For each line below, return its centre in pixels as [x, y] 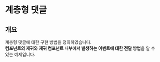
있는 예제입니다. [20, 54]
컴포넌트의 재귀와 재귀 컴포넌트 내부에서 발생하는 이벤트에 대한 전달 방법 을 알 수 [80, 48]
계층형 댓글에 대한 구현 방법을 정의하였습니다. [48, 42]
